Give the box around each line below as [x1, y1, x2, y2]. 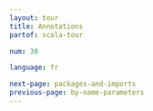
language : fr [9, 63, 59, 73]
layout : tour [9, 13, 59, 23]
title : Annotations [9, 22, 84, 31]
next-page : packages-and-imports [9, 79, 137, 89]
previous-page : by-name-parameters [9, 88, 145, 97]
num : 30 [9, 46, 39, 55]
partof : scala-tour [9, 30, 84, 39]
